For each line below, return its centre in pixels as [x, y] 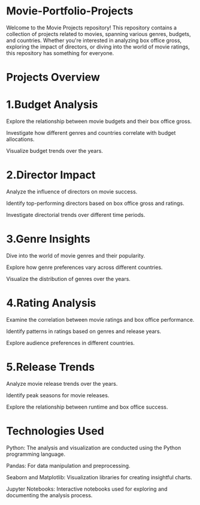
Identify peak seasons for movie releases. [58, 395]
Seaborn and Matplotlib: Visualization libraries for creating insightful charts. [99, 477]
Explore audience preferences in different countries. [70, 343]
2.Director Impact [51, 175]
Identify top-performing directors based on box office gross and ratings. [95, 203]
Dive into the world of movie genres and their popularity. [76, 255]
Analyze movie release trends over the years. [62, 383]
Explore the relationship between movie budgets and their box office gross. [99, 122]
